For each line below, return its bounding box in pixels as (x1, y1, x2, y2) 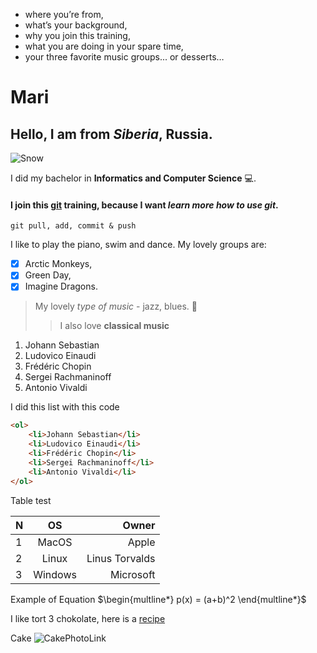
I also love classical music (59, 320, 170, 332)
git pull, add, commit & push (10, 221, 137, 231)
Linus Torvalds (86, 551, 156, 565)
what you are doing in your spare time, (24, 40, 184, 52)
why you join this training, (24, 30, 131, 41)
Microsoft (110, 567, 156, 581)
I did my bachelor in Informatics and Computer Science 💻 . (10, 172, 257, 184)
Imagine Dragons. (24, 280, 98, 293)
